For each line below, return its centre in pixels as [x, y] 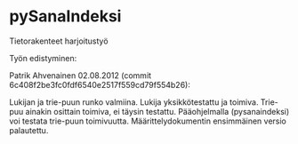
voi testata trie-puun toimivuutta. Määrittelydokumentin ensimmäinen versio [148, 121]
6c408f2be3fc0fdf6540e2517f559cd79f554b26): [100, 84]
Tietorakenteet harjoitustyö [59, 41]
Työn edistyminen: [43, 58]
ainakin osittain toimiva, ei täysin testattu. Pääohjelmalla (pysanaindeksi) [157, 111]
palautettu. [29, 130]
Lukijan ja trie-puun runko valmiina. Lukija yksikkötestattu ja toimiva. [134, 102]
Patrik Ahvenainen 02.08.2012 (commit [81, 75]
